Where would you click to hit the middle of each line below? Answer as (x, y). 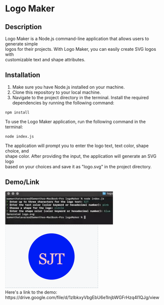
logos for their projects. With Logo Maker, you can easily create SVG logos (81, 49)
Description (23, 27)
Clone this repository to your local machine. (56, 92)
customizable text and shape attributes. (45, 59)
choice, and (17, 151)
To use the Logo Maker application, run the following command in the (76, 121)
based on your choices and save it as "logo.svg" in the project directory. (78, 166)
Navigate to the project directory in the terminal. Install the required (80, 97)
